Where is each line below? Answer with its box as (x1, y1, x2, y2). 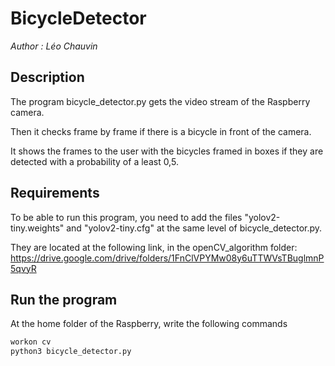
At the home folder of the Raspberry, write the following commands (10, 318, 288, 330)
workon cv (10, 337, 52, 347)
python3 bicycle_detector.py (10, 347, 132, 357)
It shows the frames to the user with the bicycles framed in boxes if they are (10, 145, 324, 157)
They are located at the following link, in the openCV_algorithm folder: (10, 241, 298, 253)
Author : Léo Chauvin (10, 40, 98, 52)
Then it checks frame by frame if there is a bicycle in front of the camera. (10, 125, 312, 137)
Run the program (10, 291, 118, 308)
